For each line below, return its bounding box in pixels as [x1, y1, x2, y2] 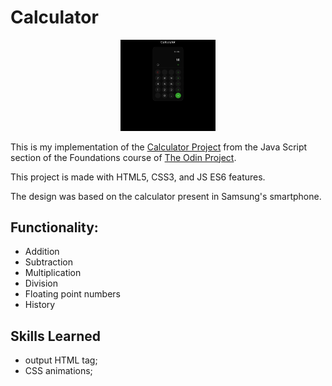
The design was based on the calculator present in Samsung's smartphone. [10, 190, 322, 202]
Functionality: [10, 219, 99, 236]
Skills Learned [10, 327, 102, 345]
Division [24, 277, 58, 290]
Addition [24, 246, 60, 258]
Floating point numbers [24, 288, 121, 300]
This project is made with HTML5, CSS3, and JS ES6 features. [10, 171, 266, 183]
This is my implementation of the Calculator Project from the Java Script [10, 141, 308, 153]
